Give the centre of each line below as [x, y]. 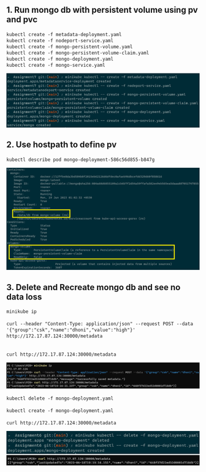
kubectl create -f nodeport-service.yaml [60, 40]
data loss [24, 297]
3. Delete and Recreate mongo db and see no [93, 287]
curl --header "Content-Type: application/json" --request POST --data [100, 324]
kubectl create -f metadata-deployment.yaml [64, 34]
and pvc [22, 20]
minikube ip [21, 312]
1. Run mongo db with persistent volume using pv [102, 10]
